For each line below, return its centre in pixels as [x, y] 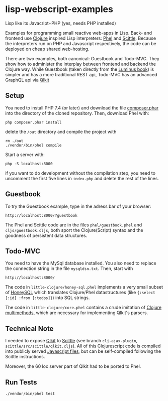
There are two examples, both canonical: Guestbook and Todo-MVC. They [82, 58]
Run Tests [21, 382]
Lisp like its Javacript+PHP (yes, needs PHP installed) [61, 23]
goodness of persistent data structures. [46, 235]
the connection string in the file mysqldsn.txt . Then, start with [69, 269]
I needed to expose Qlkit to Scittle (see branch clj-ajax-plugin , [71, 341]
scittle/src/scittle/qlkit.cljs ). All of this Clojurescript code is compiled [83, 346]
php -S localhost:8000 [29, 164]
